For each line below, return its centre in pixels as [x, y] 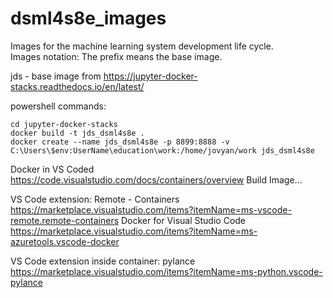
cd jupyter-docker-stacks [64, 124]
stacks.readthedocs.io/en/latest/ [77, 86]
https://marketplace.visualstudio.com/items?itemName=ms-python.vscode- [166, 271]
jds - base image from [56, 76]
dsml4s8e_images [88, 18]
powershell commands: [58, 106]
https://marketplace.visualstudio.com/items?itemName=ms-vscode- [151, 209]
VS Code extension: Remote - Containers [95, 199]
